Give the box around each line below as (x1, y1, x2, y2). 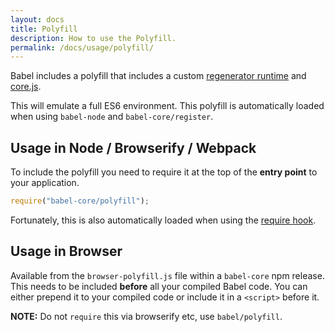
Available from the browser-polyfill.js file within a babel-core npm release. (10, 269, 325, 281)
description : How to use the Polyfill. (10, 33, 177, 43)
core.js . (10, 81, 42, 93)
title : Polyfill (10, 24, 78, 34)
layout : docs (10, 14, 65, 25)
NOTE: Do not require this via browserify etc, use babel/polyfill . (10, 310, 283, 322)
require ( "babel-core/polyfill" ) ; (10, 196, 150, 206)
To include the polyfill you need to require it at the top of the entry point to (10, 166, 318, 178)
